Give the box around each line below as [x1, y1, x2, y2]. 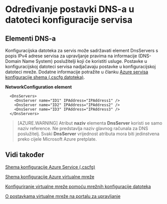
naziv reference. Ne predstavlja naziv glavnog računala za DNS [17, 126, 148, 131]
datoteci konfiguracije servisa [5, 14, 133, 26]
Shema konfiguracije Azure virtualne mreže [5, 173, 94, 179]
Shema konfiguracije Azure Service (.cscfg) [5, 164, 95, 170]
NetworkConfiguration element [5, 84, 72, 90]
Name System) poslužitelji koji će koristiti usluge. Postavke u [22, 58, 147, 64]
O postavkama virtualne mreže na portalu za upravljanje [5, 193, 121, 199]
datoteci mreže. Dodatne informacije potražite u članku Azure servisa [5, 69, 148, 75]
